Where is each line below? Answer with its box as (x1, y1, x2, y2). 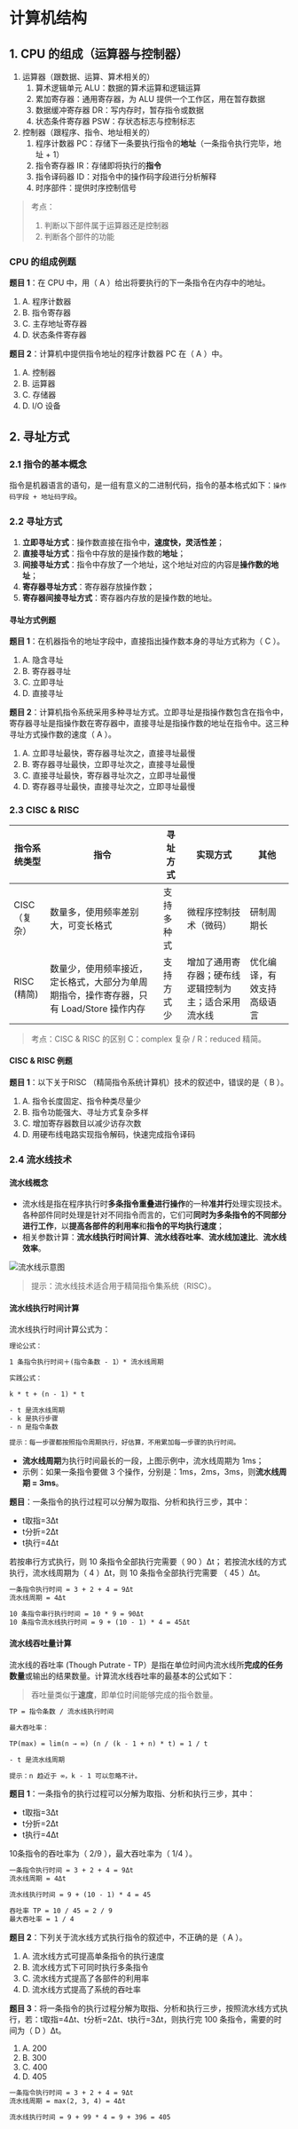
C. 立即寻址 (21, 677, 64, 688)
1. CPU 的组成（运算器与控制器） (9, 46, 188, 61)
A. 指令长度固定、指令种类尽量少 (21, 1096, 142, 1106)
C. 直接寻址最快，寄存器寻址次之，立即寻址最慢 (21, 770, 196, 781)
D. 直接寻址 (21, 688, 64, 699)
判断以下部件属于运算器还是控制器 (43, 220, 169, 231)
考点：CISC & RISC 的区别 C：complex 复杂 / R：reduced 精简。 (30, 1033, 266, 1044)
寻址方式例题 (9, 614, 56, 625)
